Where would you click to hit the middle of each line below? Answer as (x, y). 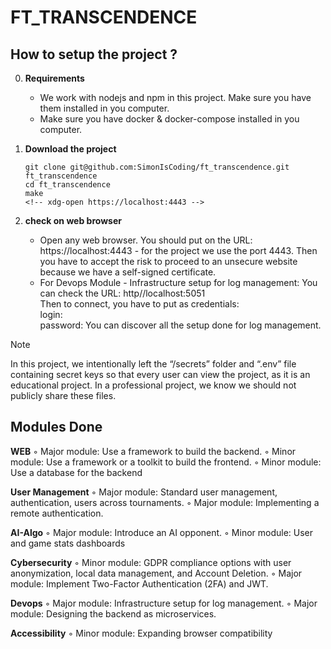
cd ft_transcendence (67, 185)
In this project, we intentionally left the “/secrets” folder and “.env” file (153, 364)
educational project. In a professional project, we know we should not (153, 385)
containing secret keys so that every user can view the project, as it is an (160, 374)
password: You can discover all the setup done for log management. (180, 325)
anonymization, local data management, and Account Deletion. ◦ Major (156, 573)
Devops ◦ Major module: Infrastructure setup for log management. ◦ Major (164, 603)
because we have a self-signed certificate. (128, 272)
